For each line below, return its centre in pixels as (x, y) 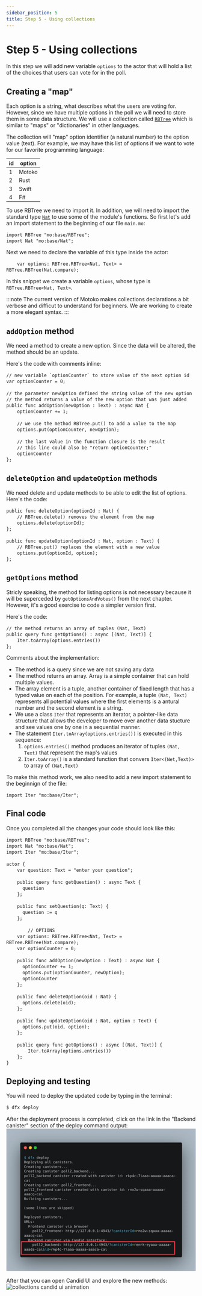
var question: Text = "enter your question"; (75, 870)
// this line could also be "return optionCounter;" (84, 448)
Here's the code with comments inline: (54, 364)
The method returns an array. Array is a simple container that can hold (102, 675)
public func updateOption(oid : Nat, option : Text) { (87, 1021)
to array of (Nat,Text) (51, 765)
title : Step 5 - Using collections (51, 19)
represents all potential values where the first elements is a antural (97, 701)
